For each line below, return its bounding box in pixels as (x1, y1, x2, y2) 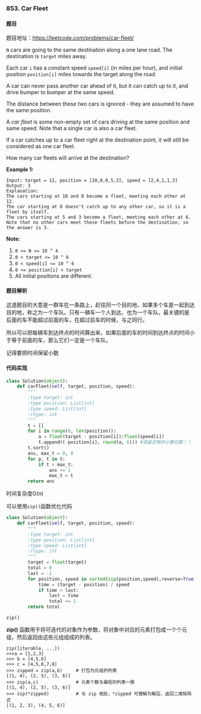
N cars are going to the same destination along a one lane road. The (6, 46, 173, 53)
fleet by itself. (6, 209, 50, 215)
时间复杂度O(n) (6, 490, 44, 497)
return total (28, 604, 60, 610)
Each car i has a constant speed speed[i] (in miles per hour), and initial (6, 64, 182, 71)
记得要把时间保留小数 (6, 349, 59, 356)
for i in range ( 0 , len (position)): (28, 428, 117, 434)
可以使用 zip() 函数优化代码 (6, 503, 72, 510)
